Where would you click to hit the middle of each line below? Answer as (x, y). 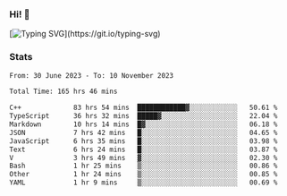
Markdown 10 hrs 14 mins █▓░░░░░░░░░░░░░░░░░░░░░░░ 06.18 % (143, 124)
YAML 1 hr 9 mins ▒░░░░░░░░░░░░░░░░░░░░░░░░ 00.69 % (143, 183)
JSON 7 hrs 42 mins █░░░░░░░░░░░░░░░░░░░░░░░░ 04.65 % (143, 132)
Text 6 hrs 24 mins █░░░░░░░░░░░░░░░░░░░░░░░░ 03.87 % (143, 149)
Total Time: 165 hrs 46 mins (63, 92)
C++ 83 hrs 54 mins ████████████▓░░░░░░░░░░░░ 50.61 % (143, 108)
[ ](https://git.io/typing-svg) (85, 34)
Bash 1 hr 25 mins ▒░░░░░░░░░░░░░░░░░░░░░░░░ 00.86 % (143, 166)
